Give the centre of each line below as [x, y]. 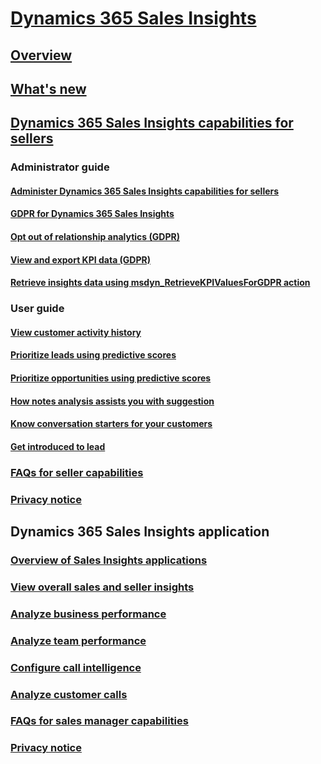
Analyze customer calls [69, 694]
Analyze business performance [88, 614]
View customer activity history [76, 332]
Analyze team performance [78, 640]
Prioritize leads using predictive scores [93, 355]
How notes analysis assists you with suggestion [112, 401]
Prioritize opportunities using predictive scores [111, 378]
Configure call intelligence [76, 667]
